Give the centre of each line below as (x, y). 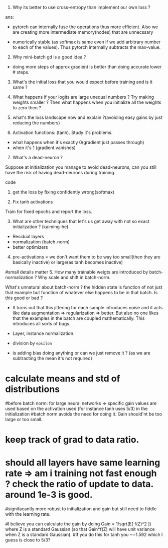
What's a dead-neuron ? (37, 157)
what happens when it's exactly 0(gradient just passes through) (78, 142)
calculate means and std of (63, 379)
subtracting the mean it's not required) (52, 358)
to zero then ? (27, 108)
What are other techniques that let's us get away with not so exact (81, 221)
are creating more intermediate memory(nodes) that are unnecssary (83, 32)
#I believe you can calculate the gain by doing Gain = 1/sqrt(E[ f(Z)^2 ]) (78, 524)
